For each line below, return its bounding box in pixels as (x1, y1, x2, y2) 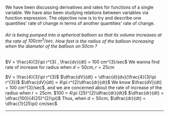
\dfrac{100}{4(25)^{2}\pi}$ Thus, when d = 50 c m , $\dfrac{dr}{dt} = (5, 95, 146, 101)
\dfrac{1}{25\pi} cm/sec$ (5, 100, 58, 106)
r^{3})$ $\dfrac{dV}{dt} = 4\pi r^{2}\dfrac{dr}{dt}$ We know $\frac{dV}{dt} (5, 79, 162, 85)
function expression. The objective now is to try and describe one (5, 15, 142, 21)
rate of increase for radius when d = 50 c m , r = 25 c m (5, 64, 115, 70)
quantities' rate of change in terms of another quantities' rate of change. (5, 20, 155, 26)
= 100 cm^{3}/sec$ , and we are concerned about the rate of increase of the (5, 84, 162, 90)
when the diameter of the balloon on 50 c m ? (5, 43, 98, 49)
